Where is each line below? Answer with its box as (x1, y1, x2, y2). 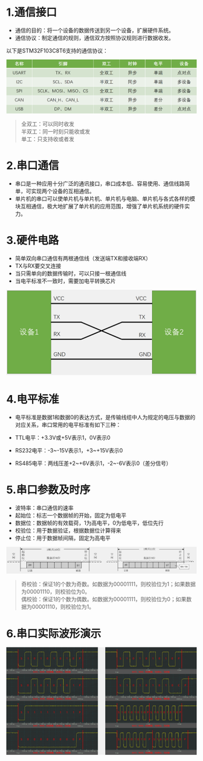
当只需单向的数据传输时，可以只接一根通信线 (14, 269, 127, 277)
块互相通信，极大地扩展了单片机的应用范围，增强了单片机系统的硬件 (14, 202, 185, 210)
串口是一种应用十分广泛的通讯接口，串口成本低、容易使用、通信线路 (14, 179, 185, 187)
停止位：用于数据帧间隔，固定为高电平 (14, 534, 111, 541)
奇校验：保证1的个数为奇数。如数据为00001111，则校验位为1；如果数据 (21, 580, 196, 588)
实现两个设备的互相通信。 (31, 187, 95, 194)
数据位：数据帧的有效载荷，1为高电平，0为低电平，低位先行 (14, 519, 164, 526)
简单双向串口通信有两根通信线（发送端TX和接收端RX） (14, 254, 151, 262)
